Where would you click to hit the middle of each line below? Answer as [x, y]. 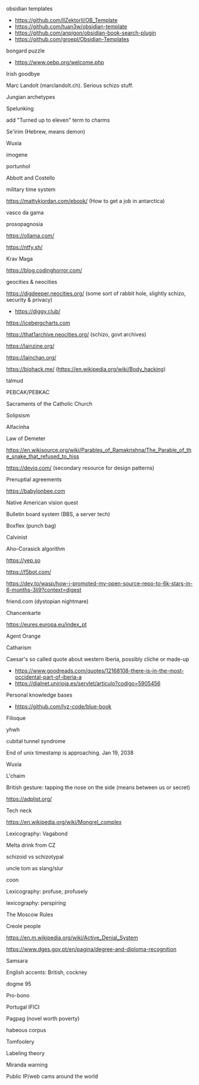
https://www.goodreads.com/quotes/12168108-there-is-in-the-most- [99, 671]
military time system [31, 189]
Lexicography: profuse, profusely [47, 891]
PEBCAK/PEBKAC [28, 392]
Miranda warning [27, 1065]
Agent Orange [24, 636]
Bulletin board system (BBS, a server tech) [58, 514]
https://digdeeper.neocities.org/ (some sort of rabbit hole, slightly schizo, [96, 293]
